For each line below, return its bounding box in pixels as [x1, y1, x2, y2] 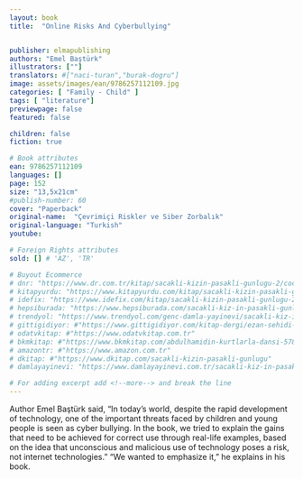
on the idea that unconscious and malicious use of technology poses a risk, [9, 442, 290, 452]
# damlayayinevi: [9, 363, 75, 372]
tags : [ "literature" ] [9, 96, 95, 105]
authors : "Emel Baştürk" [9, 54, 103, 63]
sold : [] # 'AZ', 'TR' [9, 253, 95, 263]
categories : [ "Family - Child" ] [9, 88, 140, 97]
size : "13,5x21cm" [9, 187, 78, 197]
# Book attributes [9, 154, 78, 163]
